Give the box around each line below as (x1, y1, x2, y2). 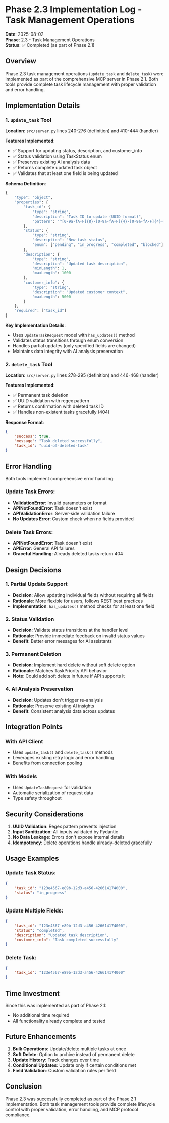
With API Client (5, 738, 43, 745)
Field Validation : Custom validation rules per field (12, 1067, 116, 1073)
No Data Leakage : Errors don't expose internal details (12, 834, 125, 840)
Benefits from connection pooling (12, 760, 82, 766)
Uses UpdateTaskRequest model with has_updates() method (12, 332, 135, 338)
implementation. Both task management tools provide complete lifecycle (5, 1101, 155, 1107)
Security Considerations (5, 810, 84, 819)
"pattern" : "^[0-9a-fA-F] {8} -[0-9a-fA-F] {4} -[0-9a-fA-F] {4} (32, 219, 161, 224)
